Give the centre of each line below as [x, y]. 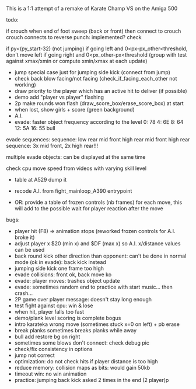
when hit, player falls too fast [49, 312]
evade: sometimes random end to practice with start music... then [94, 287]
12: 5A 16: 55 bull [35, 128]
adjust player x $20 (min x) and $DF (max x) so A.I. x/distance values [97, 244]
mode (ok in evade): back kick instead [60, 262]
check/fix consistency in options [53, 349]
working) [25, 85]
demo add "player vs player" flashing [59, 97]
